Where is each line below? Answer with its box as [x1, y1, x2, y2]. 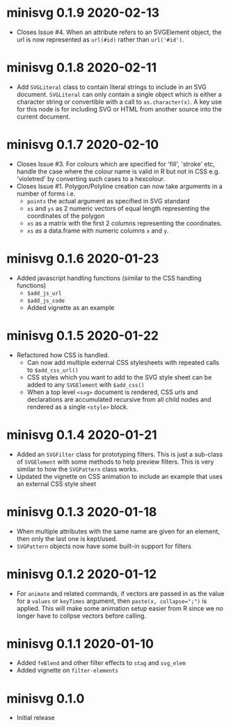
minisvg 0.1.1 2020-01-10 [6, 636, 154, 652]
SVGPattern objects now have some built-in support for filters [16, 542, 192, 550]
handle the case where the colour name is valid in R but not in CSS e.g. [16, 167, 221, 175]
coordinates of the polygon [26, 211, 105, 220]
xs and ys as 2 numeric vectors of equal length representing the [26, 204, 210, 212]
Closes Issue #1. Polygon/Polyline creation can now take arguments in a [16, 182, 223, 190]
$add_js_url [26, 290, 62, 297]
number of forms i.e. [16, 189, 76, 198]
